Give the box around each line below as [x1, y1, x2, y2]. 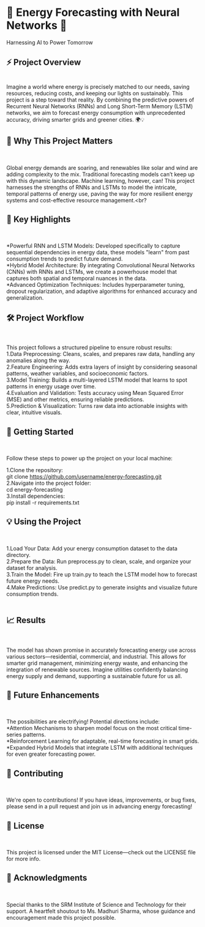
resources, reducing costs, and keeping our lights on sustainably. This [6, 89, 184, 97]
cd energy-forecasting [6, 486, 63, 493]
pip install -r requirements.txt [6, 499, 80, 506]
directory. [6, 551, 31, 558]
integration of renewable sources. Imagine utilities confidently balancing [6, 666, 188, 673]
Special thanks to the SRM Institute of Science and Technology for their [6, 901, 187, 908]
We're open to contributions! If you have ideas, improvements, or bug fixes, [6, 796, 196, 803]
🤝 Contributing [6, 768, 64, 778]
